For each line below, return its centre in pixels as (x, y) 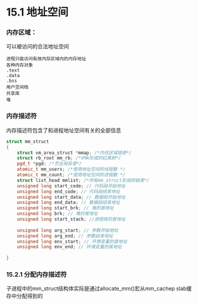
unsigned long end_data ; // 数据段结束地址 (69, 203)
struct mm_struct (28, 141)
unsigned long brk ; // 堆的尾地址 (58, 214)
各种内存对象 (20, 65)
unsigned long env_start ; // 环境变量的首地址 (72, 241)
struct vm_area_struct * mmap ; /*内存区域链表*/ (75, 153)
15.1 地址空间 (37, 12)
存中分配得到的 (24, 296)
